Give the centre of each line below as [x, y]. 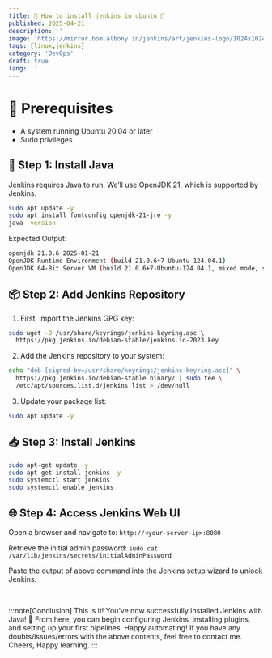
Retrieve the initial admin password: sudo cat [83, 548]
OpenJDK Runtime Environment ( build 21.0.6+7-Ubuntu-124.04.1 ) [117, 261]
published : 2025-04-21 [47, 23]
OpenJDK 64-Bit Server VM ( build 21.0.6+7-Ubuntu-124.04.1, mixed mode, [134, 268]
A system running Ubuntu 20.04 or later [86, 131]
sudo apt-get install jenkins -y [65, 473]
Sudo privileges [46, 139]
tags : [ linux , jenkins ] [47, 46]
